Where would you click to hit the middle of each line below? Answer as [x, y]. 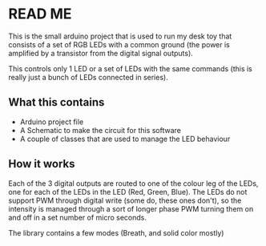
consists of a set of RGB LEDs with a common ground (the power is [119, 44]
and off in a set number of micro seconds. [77, 217]
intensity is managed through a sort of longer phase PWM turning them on [131, 208]
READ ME [40, 14]
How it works [42, 164]
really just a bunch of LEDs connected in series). [88, 77]
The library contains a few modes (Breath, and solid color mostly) [116, 232]
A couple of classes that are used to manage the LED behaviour [125, 139]
